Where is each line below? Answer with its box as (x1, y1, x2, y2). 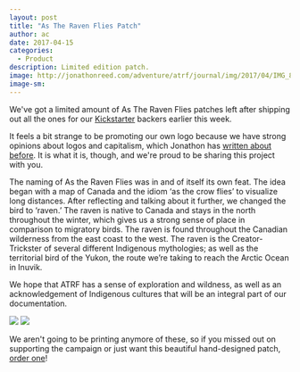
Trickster (9, 243, 42, 253)
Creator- (231, 233, 263, 244)
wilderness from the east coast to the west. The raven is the (9, 233, 230, 244)
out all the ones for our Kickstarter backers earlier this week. (9, 113, 232, 124)
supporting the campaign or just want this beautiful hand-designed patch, (9, 343, 281, 353)
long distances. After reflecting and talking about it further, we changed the (9, 195, 287, 206)
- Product (17, 54, 54, 63)
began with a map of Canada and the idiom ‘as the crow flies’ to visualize (9, 186, 279, 196)
